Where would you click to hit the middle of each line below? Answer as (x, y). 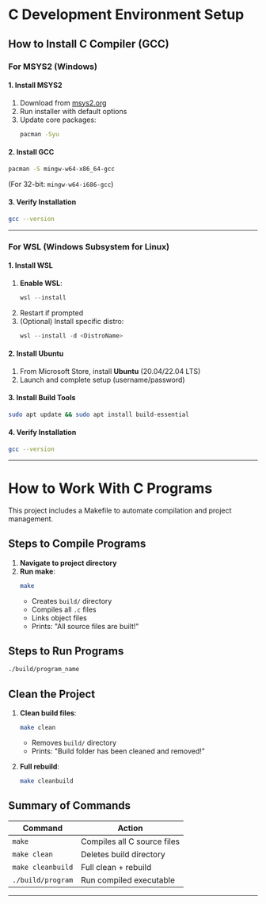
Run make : (37, 571)
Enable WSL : (41, 283)
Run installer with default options (73, 111)
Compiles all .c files (64, 609)
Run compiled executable (128, 879)
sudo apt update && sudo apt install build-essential (99, 415)
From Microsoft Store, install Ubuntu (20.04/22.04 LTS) (110, 371)
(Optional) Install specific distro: (72, 321)
